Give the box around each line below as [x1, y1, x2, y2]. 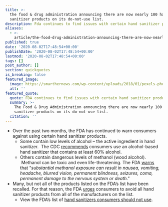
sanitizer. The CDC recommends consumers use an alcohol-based [19, 143, 158, 150]
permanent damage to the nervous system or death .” [19, 175, 130, 181]
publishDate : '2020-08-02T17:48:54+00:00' [5, 49, 95, 54]
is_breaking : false [5, 72, 46, 77]
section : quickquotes [5, 68, 50, 73]
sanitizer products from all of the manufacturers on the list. [12, 191, 134, 197]
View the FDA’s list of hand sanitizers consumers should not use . [19, 197, 153, 203]
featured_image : [5, 77, 39, 82]
